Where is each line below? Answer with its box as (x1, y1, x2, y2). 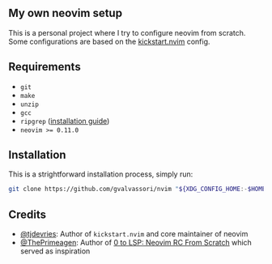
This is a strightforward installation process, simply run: (8, 169, 193, 179)
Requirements (8, 60, 81, 74)
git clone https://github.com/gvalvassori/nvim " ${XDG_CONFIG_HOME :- (8, 185, 249, 194)
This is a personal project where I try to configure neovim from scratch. (8, 28, 246, 37)
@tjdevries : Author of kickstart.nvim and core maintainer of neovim (19, 229, 249, 239)
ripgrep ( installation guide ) (19, 116, 110, 126)
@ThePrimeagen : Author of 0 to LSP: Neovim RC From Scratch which (19, 238, 253, 248)
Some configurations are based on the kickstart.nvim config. (8, 36, 210, 46)
